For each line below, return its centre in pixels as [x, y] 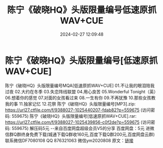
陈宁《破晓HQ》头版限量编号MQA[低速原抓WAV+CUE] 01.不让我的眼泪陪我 [80, 85]
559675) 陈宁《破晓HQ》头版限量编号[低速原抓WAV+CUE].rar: [74, 116]
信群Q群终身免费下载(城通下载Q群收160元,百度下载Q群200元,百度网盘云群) [80, 134]
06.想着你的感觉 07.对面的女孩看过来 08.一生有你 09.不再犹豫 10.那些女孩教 [80, 98]
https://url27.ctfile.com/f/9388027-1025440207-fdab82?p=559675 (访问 [78, 110]
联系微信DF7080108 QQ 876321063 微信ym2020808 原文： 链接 [69, 140]
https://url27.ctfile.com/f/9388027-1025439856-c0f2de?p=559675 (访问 [78, 122]
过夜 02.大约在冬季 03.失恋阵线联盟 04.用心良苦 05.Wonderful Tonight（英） [81, 91]
